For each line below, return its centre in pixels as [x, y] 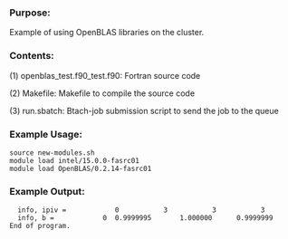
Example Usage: [46, 134]
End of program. [40, 226]
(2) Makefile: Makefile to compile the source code [102, 93]
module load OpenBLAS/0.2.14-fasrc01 [81, 168]
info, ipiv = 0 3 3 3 [141, 210]
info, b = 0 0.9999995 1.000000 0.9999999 [145, 218]
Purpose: [30, 13]
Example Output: [47, 191]
